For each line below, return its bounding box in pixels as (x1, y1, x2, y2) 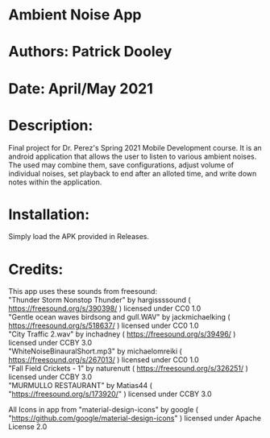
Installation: (8, 205, 90, 223)
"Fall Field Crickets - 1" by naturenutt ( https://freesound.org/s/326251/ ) (8, 364, 248, 374)
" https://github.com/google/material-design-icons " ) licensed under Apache (8, 413, 262, 424)
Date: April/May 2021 (8, 79, 153, 97)
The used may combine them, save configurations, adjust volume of (8, 159, 235, 170)
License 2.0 (8, 422, 48, 432)
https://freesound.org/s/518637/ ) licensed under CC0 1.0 (8, 320, 199, 331)
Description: (8, 116, 93, 134)
